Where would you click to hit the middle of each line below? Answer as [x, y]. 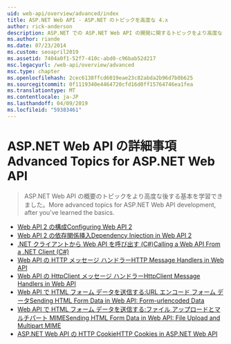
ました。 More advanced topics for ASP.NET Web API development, [120, 204]
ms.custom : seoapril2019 [43, 52]
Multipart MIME [39, 325]
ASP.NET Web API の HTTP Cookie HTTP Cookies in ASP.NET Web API [117, 334]
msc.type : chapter [34, 71]
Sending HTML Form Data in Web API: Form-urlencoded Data [117, 300]
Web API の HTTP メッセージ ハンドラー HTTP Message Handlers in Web [120, 260]
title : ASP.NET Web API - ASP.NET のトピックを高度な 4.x [87, 20]
